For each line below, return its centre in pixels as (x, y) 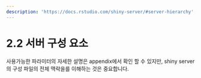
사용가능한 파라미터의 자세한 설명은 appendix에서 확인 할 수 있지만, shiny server (100, 61)
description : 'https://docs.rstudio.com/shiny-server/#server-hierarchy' (100, 12)
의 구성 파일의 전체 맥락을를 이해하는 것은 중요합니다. (68, 68)
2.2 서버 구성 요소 (47, 43)
